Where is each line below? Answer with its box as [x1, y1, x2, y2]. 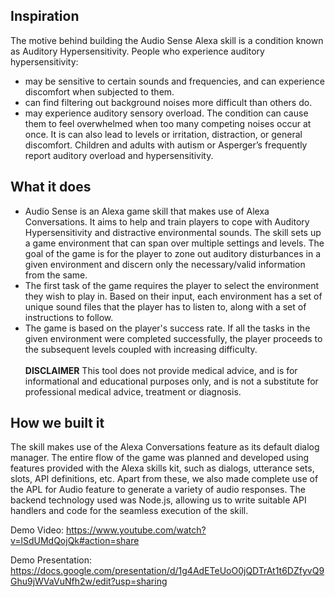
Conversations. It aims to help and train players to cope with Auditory [24, 215, 310, 228]
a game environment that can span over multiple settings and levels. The [24, 237, 325, 249]
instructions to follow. [24, 311, 114, 323]
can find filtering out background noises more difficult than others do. [24, 96, 313, 108]
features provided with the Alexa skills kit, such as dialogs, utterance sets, [10, 462, 315, 474]
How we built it [10, 415, 105, 432]
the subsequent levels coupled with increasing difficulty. [24, 343, 258, 355]
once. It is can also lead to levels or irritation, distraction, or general [24, 128, 303, 140]
